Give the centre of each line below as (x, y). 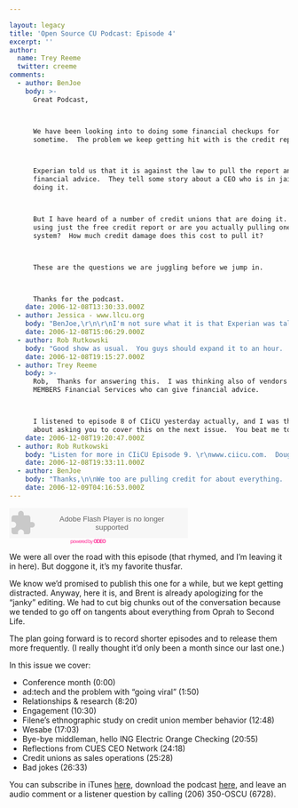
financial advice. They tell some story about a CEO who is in (154, 180)
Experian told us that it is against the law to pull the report (156, 171)
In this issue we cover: (50, 665)
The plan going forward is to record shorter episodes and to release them (143, 638)
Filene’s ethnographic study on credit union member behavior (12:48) (148, 720)
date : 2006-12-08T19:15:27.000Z (85, 356)
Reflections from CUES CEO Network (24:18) (104, 748)
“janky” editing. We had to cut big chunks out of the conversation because (145, 602)
